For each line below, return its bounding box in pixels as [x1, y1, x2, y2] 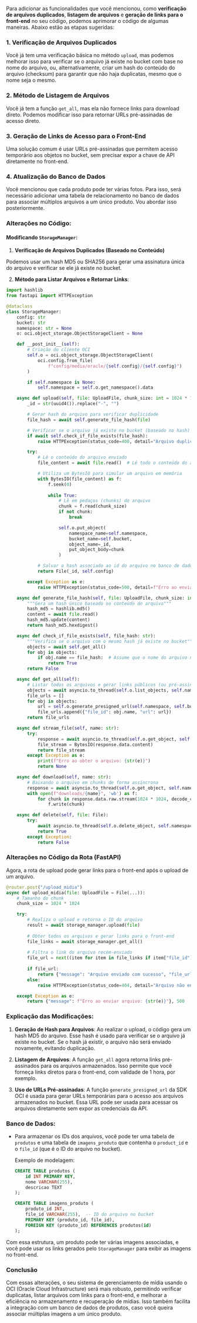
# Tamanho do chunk [16, 895, 64, 901]
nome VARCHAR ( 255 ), [25, 1179, 73, 1185]
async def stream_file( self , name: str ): [16, 726, 119, 731]
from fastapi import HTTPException [6, 293, 93, 299]
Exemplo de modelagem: [14, 1157, 75, 1164]
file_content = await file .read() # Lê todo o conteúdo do [37, 460, 188, 466]
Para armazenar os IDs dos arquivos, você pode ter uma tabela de [14, 1132, 175, 1140]
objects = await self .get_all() [27, 644, 107, 650]
